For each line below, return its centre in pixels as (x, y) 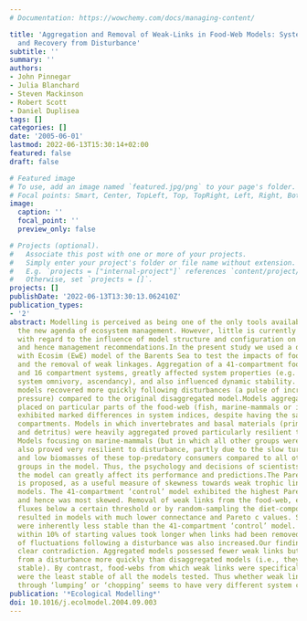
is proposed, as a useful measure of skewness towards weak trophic (151, 484)
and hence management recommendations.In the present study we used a (155, 348)
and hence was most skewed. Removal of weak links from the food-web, (155, 500)
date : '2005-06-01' (47, 137)
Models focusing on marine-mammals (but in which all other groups (149, 441)
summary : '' (32, 60)
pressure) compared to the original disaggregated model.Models (143, 398)
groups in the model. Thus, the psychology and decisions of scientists (159, 467)
